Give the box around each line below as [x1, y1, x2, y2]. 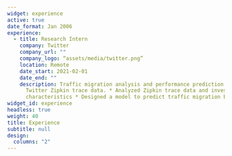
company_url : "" [19, 49, 67, 56]
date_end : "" [19, 74, 57, 81]
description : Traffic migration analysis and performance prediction [19, 81, 224, 88]
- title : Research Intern [13, 36, 88, 43]
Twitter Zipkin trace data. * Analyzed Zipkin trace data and [25, 87, 209, 94]
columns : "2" [13, 139, 51, 146]
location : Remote [19, 61, 70, 68]
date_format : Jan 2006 [7, 23, 72, 30]
